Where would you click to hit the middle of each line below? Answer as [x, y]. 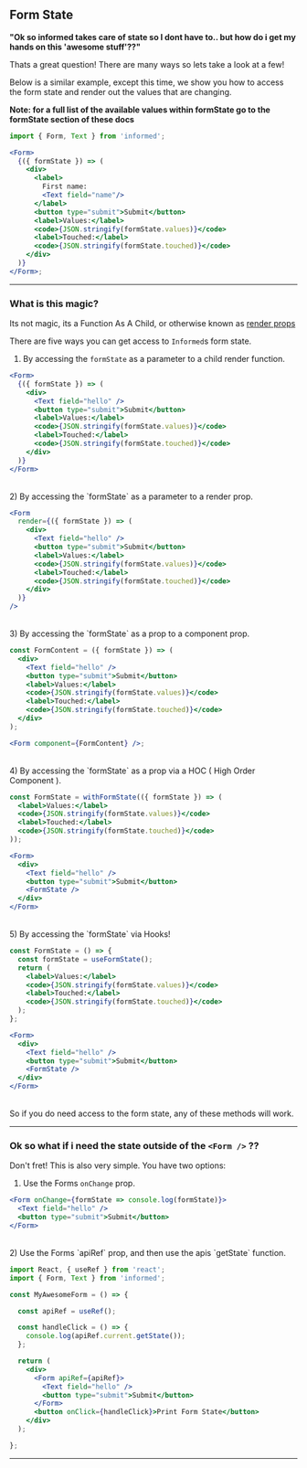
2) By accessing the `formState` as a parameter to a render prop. [132, 496]
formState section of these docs [72, 119]
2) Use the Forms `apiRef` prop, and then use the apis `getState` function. [148, 1252]
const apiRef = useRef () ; [67, 1311]
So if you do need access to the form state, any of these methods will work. [152, 1113]
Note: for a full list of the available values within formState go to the [140, 110]
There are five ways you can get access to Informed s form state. [131, 341]
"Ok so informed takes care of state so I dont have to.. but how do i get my [153, 37]
